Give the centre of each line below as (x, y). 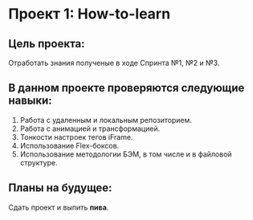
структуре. (39, 162)
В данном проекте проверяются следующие (126, 88)
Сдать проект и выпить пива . (59, 207)
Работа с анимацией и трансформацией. (90, 128)
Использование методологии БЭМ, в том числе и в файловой (126, 154)
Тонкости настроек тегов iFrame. (76, 136)
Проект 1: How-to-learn (90, 14)
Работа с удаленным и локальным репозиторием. (106, 120)
